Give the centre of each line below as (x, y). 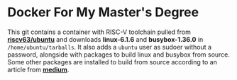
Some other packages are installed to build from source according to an (112, 62)
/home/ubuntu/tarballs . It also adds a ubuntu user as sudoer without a (109, 47)
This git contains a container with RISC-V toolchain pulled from (99, 32)
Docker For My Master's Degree (103, 12)
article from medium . (38, 69)
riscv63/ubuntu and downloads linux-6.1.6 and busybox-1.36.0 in (105, 39)
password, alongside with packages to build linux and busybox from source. (119, 55)
